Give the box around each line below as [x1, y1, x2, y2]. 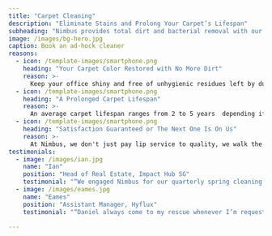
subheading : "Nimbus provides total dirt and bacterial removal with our [8, 27, 263, 35]
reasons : [8, 49, 38, 58]
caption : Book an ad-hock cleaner [8, 42, 125, 50]
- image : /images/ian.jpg [15, 155, 104, 163]
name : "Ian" [23, 163, 63, 171]
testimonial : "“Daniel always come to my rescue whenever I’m [23, 208, 237, 216]
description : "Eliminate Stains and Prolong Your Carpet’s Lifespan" [8, 19, 249, 28]
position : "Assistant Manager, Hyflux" [23, 200, 158, 208]
